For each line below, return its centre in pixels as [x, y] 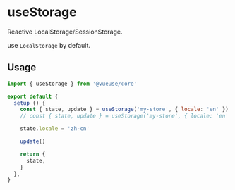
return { [33, 154]
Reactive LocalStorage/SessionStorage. [65, 32]
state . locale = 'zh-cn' [55, 129]
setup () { [30, 103]
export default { [33, 96]
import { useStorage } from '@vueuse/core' [72, 84]
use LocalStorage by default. [49, 45]
